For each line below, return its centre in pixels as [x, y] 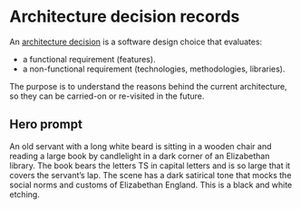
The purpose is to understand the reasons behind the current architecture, [148, 86]
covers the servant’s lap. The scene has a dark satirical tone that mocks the [150, 175]
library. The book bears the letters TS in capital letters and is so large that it [150, 166]
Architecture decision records [125, 17]
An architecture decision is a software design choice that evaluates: [136, 42]
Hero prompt [46, 124]
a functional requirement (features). [89, 59]
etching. [25, 194]
